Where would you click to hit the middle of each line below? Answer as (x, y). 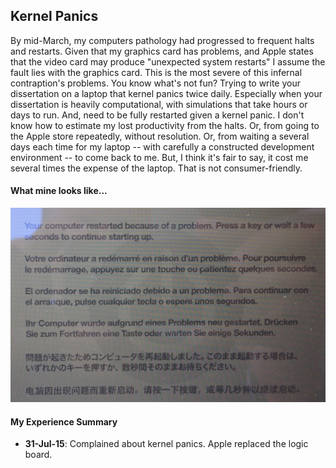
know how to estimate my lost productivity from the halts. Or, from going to (165, 125)
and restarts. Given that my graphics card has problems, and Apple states (162, 51)
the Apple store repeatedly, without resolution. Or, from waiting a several (160, 136)
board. (38, 455)
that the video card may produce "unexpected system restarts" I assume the (168, 61)
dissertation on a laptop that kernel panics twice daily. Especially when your (166, 93)
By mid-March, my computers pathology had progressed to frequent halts (162, 40)
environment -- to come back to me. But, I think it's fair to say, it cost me (159, 157)
